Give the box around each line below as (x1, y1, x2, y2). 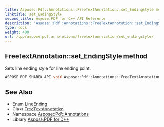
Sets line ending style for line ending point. (5, 65, 91, 71)
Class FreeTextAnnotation (12, 106, 64, 112)
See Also (5, 88, 33, 96)
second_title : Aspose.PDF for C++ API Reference (5, 16, 106, 21)
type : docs (5, 25, 27, 30)
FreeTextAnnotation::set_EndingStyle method (5, 52, 148, 61)
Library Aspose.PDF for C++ (12, 116, 70, 122)
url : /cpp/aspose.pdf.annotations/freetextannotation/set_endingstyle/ (5, 35, 154, 39)
